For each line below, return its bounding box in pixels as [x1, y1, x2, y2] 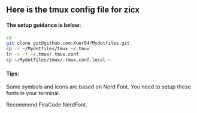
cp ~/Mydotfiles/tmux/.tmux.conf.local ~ [6, 57, 111, 63]
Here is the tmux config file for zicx [6, 5, 140, 15]
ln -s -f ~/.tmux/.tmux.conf [6, 51, 79, 57]
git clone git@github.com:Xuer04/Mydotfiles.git [6, 40, 130, 47]
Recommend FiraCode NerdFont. [6, 101, 88, 108]
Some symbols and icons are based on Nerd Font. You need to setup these [6, 83, 191, 90]
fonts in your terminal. [6, 90, 60, 97]
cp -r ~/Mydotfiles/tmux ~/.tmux [6, 46, 90, 52]
